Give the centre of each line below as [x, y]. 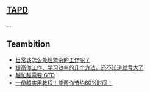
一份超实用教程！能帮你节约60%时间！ [64, 83]
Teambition [28, 44]
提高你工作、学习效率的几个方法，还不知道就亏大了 [79, 67]
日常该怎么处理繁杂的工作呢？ [52, 59]
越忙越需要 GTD [35, 75]
